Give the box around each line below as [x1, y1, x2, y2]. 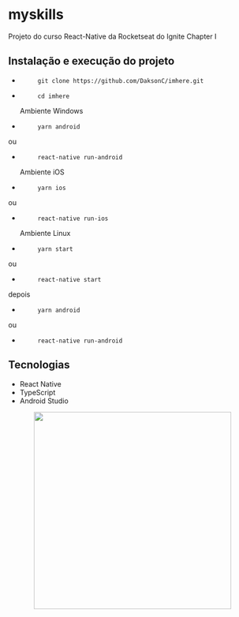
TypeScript [19, 387, 56, 397]
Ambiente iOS [19, 167, 65, 177]
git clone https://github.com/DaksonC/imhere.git [37, 77, 204, 84]
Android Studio [19, 396, 69, 406]
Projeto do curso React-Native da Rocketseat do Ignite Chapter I [8, 32, 217, 41]
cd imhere [37, 92, 70, 100]
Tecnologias [8, 358, 70, 372]
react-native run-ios [37, 215, 109, 222]
